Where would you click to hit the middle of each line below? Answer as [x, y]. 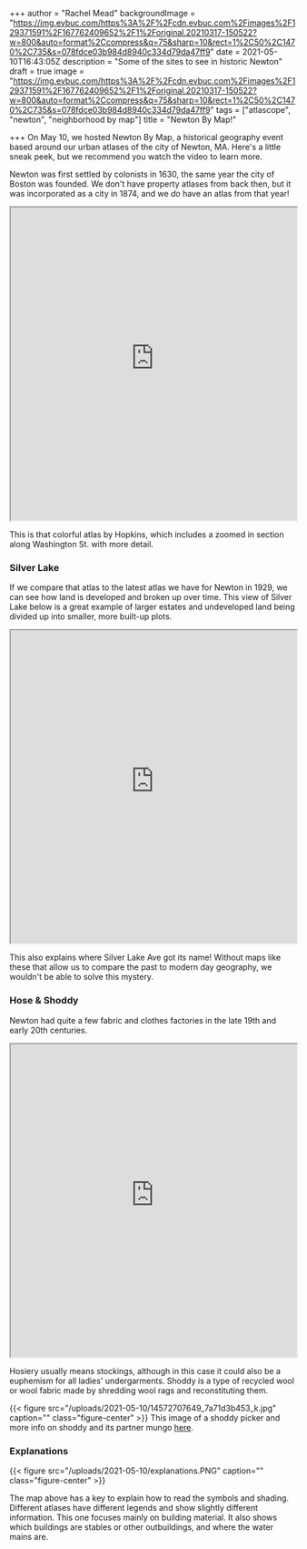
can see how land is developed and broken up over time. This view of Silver [151, 597]
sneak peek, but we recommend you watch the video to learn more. [136, 157]
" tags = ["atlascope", [250, 110]
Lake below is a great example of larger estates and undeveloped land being [152, 607]
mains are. [29, 1536]
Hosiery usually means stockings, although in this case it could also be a [145, 1371]
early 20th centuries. [49, 1030]
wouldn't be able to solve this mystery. [82, 977]
